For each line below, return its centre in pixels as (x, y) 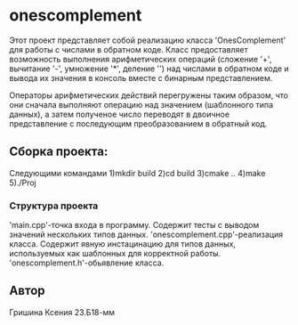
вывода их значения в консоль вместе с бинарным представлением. (141, 77)
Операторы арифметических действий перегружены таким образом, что (149, 95)
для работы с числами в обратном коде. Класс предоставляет (129, 49)
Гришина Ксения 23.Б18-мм (62, 312)
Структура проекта (54, 206)
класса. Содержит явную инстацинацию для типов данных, (123, 244)
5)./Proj (23, 183)
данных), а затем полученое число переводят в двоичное (119, 114)
